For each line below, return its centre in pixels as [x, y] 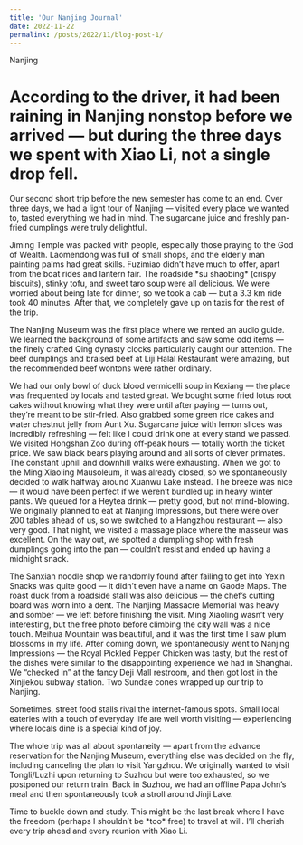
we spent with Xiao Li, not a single [140, 154]
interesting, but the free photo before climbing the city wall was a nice [140, 624]
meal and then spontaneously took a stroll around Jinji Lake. [121, 794]
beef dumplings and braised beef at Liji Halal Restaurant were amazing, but [149, 359]
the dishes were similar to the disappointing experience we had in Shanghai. [151, 663]
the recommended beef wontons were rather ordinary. [111, 368]
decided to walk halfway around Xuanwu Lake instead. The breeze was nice [151, 482]
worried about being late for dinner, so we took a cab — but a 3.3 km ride [146, 293]
